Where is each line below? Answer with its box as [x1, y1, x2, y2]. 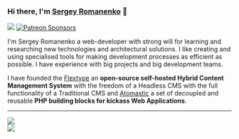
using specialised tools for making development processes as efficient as [7, 53, 223, 61]
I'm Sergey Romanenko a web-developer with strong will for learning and [7, 37, 222, 46]
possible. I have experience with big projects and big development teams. [7, 60, 223, 68]
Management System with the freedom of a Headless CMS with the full [7, 81, 218, 90]
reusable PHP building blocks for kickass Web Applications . [7, 96, 187, 105]
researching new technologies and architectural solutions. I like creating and [7, 45, 231, 53]
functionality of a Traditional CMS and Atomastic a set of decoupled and [7, 89, 219, 98]
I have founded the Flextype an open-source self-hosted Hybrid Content [7, 74, 224, 83]
